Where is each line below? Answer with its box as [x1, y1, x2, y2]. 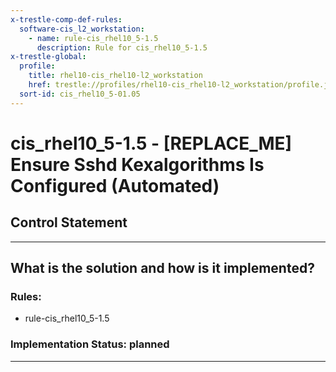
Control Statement [10, 214, 128, 231]
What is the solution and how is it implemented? [10, 260, 315, 277]
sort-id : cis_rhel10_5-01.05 [19, 89, 141, 99]
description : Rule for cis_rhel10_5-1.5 [36, 42, 208, 53]
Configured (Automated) [10, 174, 220, 197]
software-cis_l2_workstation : [19, 24, 145, 34]
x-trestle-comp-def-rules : [10, 14, 123, 25]
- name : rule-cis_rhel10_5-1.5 [28, 33, 159, 43]
